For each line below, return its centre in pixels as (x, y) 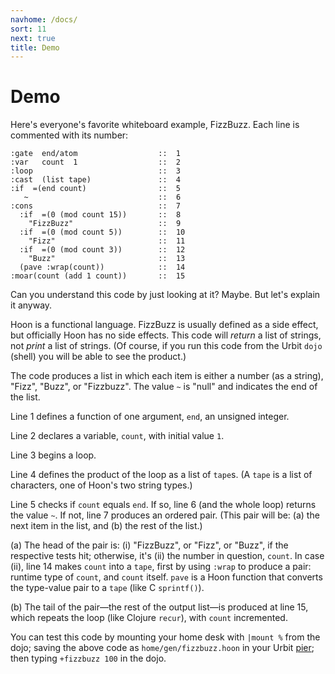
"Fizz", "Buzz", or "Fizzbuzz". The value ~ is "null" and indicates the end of (164, 387)
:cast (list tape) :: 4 (96, 180)
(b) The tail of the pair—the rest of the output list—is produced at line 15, (159, 607)
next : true (33, 38)
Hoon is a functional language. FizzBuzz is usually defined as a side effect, (164, 325)
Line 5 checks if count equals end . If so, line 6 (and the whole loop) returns (163, 505)
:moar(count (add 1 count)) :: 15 (98, 276)
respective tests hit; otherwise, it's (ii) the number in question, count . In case (167, 556)
